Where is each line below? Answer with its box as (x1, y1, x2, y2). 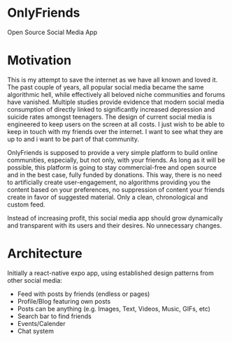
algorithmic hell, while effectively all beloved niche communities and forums (7, 90, 226, 98)
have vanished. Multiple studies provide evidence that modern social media (7, 98, 225, 106)
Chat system (17, 327, 55, 335)
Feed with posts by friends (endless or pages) (17, 290, 150, 298)
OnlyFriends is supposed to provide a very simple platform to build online (7, 148, 218, 156)
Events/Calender (17, 319, 66, 327)
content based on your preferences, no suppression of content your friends (7, 185, 225, 193)
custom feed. (7, 200, 45, 209)
